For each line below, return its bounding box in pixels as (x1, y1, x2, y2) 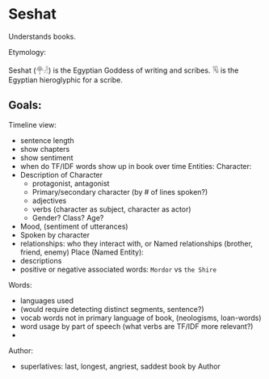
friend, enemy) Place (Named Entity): (19, 247, 144, 257)
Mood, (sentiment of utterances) (19, 221, 128, 231)
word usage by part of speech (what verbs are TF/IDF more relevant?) (19, 321, 254, 331)
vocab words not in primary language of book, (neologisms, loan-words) (19, 313, 262, 322)
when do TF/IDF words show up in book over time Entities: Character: (19, 161, 252, 171)
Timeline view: (8, 120, 57, 129)
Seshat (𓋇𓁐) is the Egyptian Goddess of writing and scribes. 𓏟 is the (8, 65, 239, 75)
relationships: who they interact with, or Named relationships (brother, (19, 238, 253, 248)
